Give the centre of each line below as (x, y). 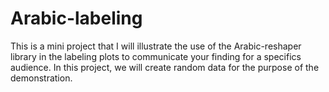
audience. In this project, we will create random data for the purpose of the (165, 67)
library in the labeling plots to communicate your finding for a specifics (156, 56)
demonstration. (41, 78)
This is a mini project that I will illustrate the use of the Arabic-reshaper (156, 46)
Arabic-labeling (76, 18)
